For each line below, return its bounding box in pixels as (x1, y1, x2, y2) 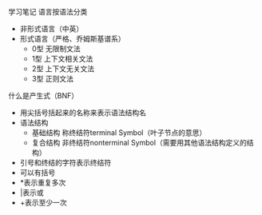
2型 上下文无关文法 (31, 64, 95, 74)
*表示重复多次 (19, 178, 66, 187)
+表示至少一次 (19, 198, 68, 207)
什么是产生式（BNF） (8, 91, 78, 100)
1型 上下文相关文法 (31, 54, 93, 63)
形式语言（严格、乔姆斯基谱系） (19, 34, 125, 43)
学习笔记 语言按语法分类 (8, 7, 88, 16)
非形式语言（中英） (19, 24, 84, 34)
